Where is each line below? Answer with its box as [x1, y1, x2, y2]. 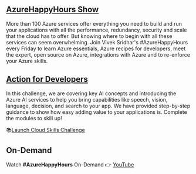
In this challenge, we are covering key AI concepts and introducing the [6, 90, 177, 97]
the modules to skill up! [6, 114, 63, 121]
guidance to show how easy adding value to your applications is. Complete [6, 108, 188, 116]
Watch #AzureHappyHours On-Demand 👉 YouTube [6, 161, 134, 168]
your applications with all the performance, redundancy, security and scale [6, 26, 187, 33]
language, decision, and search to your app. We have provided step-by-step [6, 102, 191, 109]
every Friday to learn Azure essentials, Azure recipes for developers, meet [6, 45, 186, 52]
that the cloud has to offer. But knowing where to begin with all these [6, 32, 173, 40]
